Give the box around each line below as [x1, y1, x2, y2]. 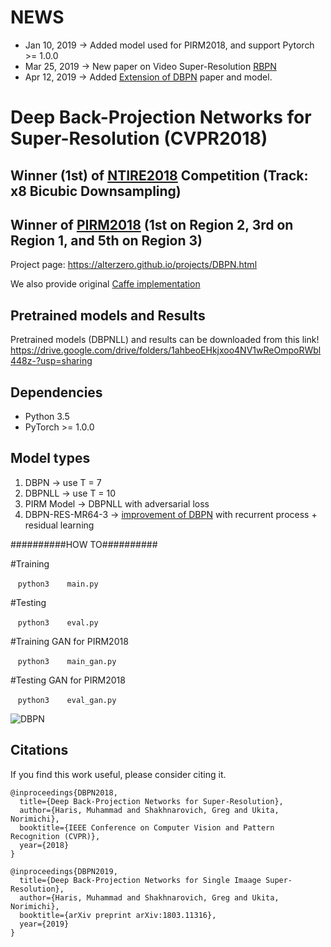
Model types [10, 450, 91, 467]
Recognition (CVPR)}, [10, 831, 101, 841]
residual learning [24, 519, 95, 531]
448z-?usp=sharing [10, 355, 93, 367]
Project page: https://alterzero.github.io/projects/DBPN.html [10, 259, 258, 271]
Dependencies [10, 384, 103, 401]
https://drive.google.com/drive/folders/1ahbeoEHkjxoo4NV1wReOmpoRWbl [10, 344, 322, 356]
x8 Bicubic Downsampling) [10, 182, 182, 200]
